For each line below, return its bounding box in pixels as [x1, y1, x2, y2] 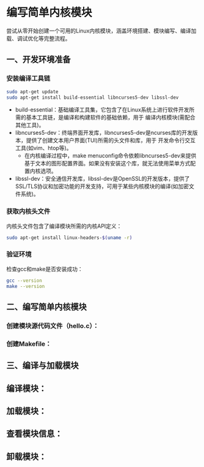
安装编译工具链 [6, 74, 51, 83]
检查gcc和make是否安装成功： [6, 265, 84, 273]
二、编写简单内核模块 [6, 302, 87, 312]
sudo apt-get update [6, 88, 59, 95]
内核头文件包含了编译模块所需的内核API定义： [6, 222, 122, 230]
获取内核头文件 [6, 207, 51, 216]
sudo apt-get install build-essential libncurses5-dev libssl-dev [6, 94, 179, 101]
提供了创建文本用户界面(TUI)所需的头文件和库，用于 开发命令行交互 [26, 137, 196, 144]
